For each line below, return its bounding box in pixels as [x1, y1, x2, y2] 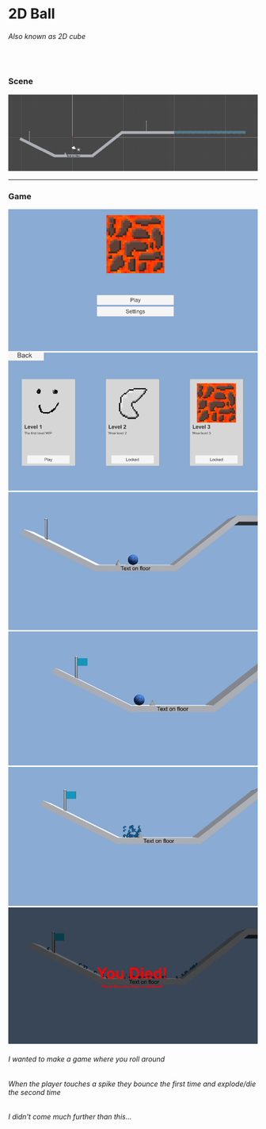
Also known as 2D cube [8, 31, 85, 40]
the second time [8, 1087, 61, 1096]
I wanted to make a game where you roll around [8, 1054, 165, 1064]
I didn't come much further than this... [8, 1112, 132, 1122]
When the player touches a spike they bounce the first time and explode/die [8, 1079, 256, 1089]
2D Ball [8, 5, 55, 23]
